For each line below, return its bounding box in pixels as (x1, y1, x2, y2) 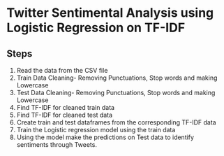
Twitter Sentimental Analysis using (6, 5, 214, 21)
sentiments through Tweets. (16, 141, 97, 148)
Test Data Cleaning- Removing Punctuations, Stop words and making (16, 89, 216, 97)
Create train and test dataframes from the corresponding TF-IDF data (16, 118, 217, 127)
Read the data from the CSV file (16, 66, 108, 74)
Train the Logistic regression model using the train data (16, 126, 176, 134)
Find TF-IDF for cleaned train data (16, 104, 115, 111)
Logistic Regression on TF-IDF (6, 20, 186, 36)
